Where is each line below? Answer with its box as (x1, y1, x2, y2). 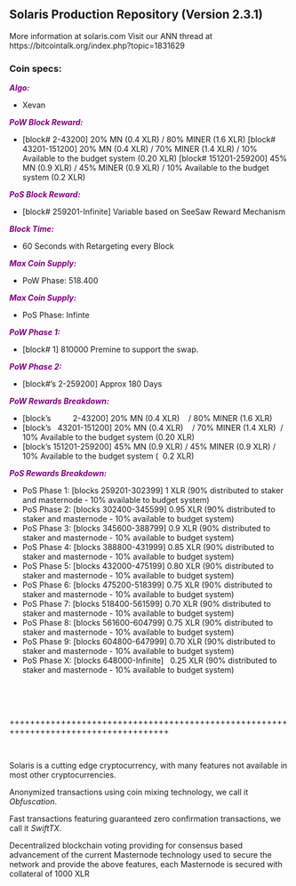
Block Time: (9, 224, 55, 235)
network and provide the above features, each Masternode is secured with (9, 859, 283, 870)
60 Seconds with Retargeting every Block (21, 241, 175, 251)
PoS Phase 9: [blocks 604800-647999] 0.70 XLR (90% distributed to (21, 636, 276, 647)
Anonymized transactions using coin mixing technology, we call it (9, 786, 249, 798)
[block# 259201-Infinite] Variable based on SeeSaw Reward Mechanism (21, 206, 286, 217)
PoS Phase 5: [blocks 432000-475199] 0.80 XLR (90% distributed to (21, 561, 274, 571)
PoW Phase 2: (9, 362, 62, 372)
